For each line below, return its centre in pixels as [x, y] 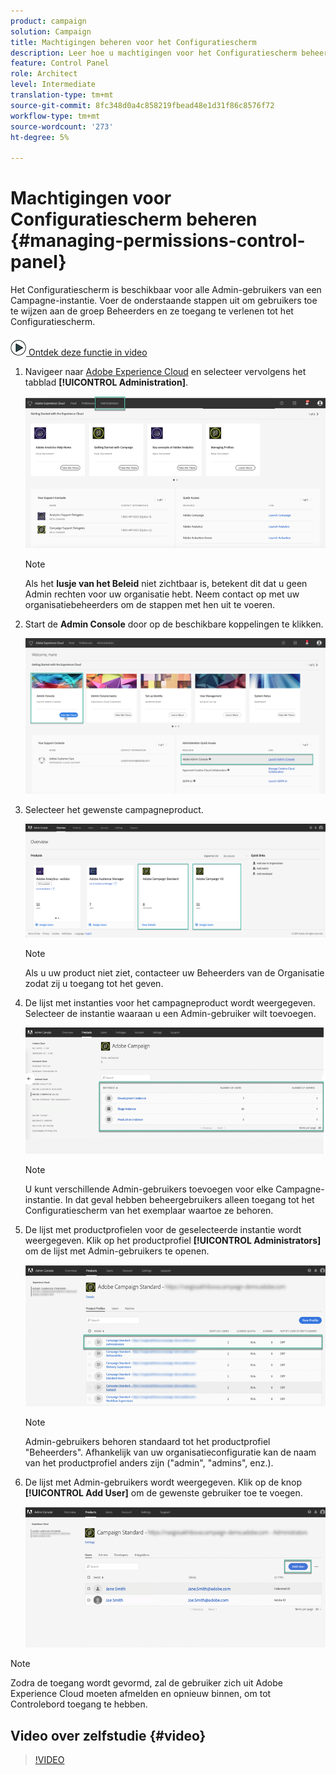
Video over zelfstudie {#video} [108, 1735]
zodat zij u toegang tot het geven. [94, 983]
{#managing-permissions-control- [158, 241]
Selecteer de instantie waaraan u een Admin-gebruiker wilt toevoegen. [170, 1013]
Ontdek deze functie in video [88, 352]
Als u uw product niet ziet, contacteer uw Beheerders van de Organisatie [174, 972]
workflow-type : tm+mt [55, 116]
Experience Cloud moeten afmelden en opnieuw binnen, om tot [141, 1694]
